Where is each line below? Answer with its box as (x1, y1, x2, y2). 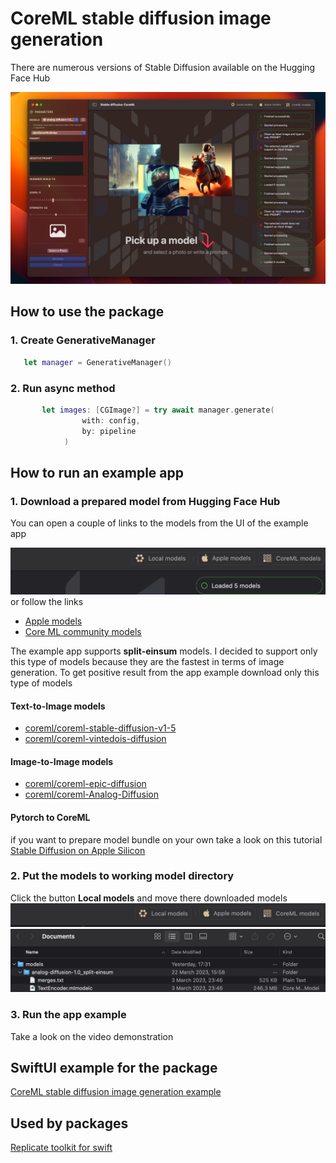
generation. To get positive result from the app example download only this (10, 666, 320, 678)
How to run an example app (10, 464, 185, 481)
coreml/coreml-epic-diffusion (24, 778, 147, 790)
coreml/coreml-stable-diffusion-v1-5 (24, 722, 177, 734)
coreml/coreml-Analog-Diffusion (24, 788, 159, 801)
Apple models (24, 615, 83, 627)
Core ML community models (24, 625, 142, 637)
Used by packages (10, 1115, 129, 1132)
